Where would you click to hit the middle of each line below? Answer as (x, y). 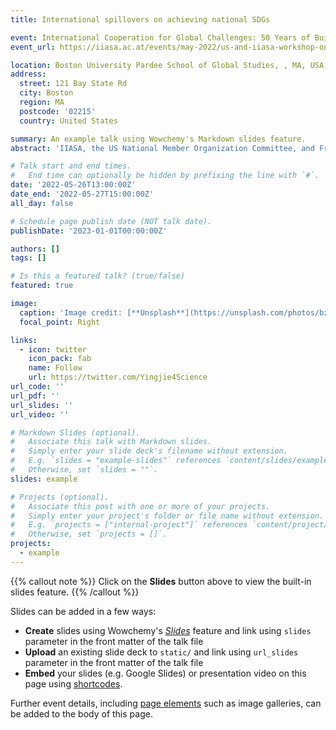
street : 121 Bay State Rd (73, 84)
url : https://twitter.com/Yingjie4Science (118, 377)
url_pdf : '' (35, 396)
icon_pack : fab (60, 359)
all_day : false (42, 203)
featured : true (42, 286)
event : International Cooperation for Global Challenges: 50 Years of (160, 37)
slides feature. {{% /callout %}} (75, 592)
